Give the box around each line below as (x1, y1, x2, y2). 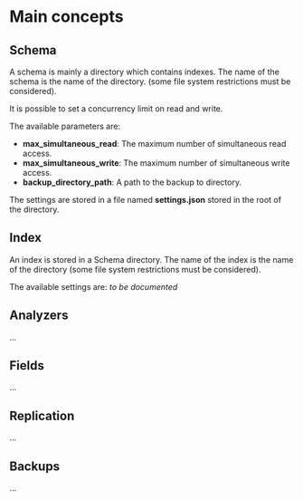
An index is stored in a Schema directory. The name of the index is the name (9, 254, 294, 264)
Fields (9, 358, 45, 373)
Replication (9, 408, 75, 423)
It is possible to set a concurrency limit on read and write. (9, 103, 223, 114)
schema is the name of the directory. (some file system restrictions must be (9, 76, 291, 87)
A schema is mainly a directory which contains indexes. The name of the (9, 66, 280, 77)
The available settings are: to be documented (9, 281, 178, 292)
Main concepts (9, 6, 124, 27)
